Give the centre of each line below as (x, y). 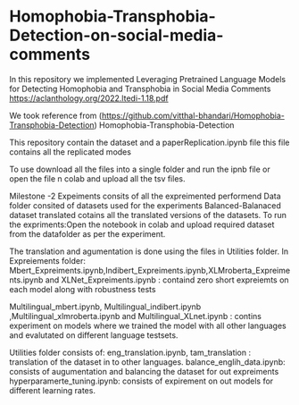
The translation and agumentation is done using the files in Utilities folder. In (149, 251)
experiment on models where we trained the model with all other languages (148, 325)
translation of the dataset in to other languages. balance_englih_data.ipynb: (147, 362)
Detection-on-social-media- (116, 35)
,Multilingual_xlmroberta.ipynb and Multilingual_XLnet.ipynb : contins (135, 316)
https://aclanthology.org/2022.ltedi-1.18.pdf (89, 98)
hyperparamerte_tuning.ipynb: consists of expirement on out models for (141, 381)
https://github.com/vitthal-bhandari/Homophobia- (193, 115)
